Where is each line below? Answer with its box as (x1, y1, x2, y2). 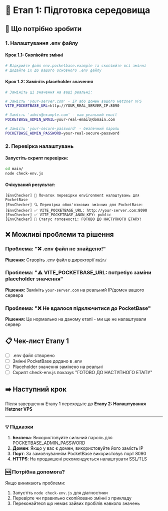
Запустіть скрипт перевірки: (5, 155, 68, 161)
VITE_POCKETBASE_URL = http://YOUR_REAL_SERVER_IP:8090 (5, 103, 120, 108)
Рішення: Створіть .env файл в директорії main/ (5, 257, 107, 263)
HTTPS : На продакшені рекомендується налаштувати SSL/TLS (12, 456, 147, 462)
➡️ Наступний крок (5, 385, 66, 393)
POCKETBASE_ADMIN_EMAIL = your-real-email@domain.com (5, 117, 115, 122)
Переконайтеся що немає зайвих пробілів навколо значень (12, 500, 140, 506)
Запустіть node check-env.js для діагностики (12, 489, 108, 495)
